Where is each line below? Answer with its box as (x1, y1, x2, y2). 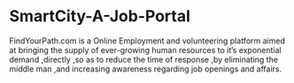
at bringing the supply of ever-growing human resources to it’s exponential (9, 44, 282, 55)
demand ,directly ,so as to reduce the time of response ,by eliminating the (9, 54, 279, 64)
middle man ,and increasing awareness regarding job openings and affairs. (9, 64, 282, 74)
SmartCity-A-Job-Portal (9, 6, 190, 26)
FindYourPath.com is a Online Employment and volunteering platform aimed (9, 35, 285, 46)
